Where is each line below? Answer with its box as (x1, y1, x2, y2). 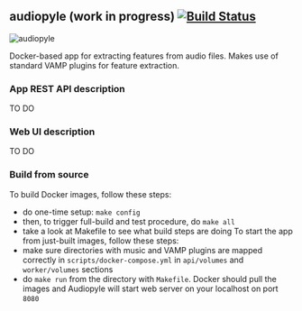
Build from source (9, 169, 89, 181)
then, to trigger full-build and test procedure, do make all (22, 215, 236, 226)
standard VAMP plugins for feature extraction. (9, 59, 180, 70)
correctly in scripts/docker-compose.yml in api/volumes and (22, 254, 244, 265)
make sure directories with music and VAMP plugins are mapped (22, 244, 263, 255)
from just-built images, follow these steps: (22, 235, 179, 246)
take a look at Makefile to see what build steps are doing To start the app (22, 225, 293, 236)
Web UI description (9, 125, 96, 138)
